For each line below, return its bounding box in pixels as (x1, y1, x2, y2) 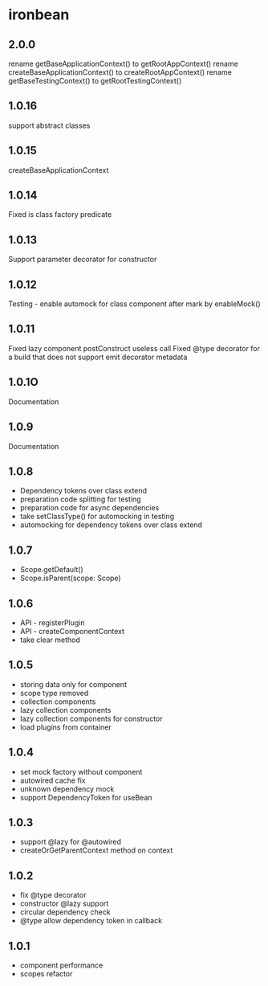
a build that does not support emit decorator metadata (8, 352, 188, 362)
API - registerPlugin (19, 617, 85, 628)
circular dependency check (19, 907, 111, 917)
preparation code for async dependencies (19, 503, 160, 513)
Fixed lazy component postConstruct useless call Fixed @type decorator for (8, 343, 261, 353)
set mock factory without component (19, 767, 143, 776)
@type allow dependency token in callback (19, 916, 163, 926)
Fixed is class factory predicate (8, 210, 112, 219)
